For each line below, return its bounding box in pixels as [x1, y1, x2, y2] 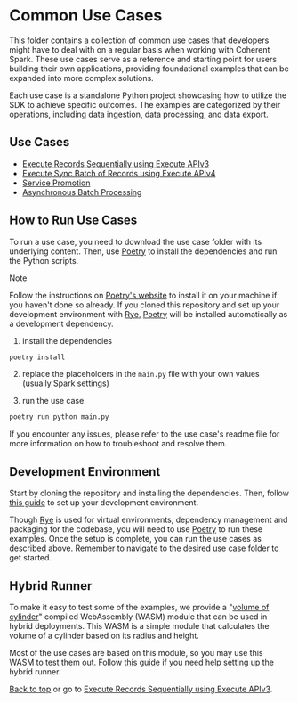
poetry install [9, 353, 66, 362]
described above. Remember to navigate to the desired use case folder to [9, 543, 279, 553]
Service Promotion [21, 177, 91, 188]
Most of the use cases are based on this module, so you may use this [9, 647, 263, 658]
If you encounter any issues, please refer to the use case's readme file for [9, 429, 280, 439]
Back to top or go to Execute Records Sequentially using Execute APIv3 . [9, 683, 273, 694]
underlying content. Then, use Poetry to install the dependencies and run [9, 246, 278, 257]
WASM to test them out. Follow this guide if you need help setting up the [9, 657, 274, 667]
